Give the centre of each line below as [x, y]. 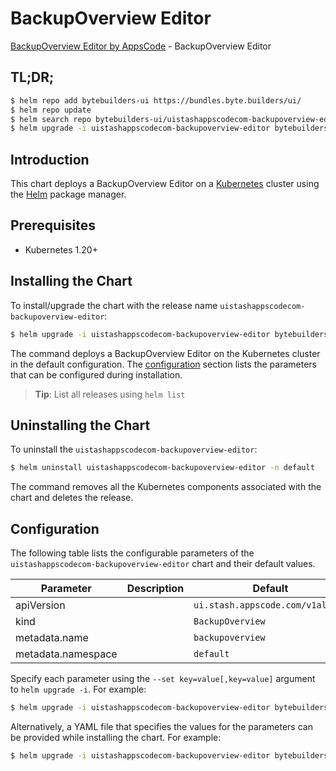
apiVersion [40, 605]
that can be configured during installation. [96, 374]
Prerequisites [53, 225]
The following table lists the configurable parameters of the [132, 553]
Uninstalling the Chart [80, 425]
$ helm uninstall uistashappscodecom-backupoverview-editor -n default [162, 468]
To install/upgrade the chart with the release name [114, 305]
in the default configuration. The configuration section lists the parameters [163, 364]
